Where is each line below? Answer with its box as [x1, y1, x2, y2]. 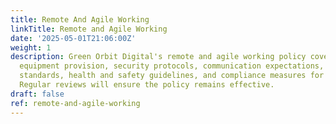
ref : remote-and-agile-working [10, 98, 141, 108]
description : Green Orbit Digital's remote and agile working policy [10, 52, 307, 62]
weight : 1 [10, 42, 52, 53]
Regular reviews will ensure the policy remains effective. [19, 80, 275, 90]
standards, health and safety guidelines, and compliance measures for [19, 71, 325, 81]
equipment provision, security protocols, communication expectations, [19, 61, 325, 71]
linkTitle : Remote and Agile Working [10, 24, 168, 34]
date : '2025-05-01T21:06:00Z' [10, 33, 137, 43]
